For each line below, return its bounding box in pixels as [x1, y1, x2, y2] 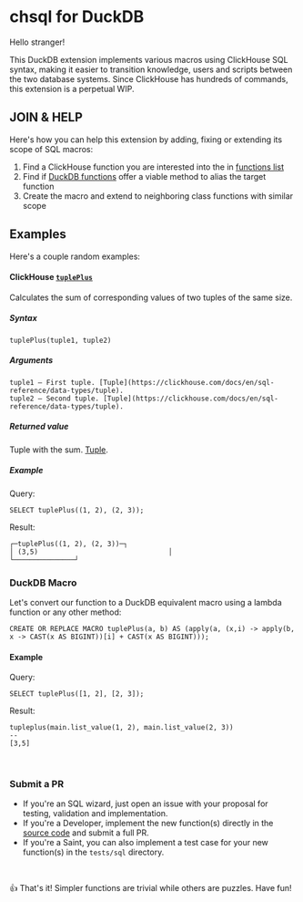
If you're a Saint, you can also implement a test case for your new [22, 837, 268, 848]
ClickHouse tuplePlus [9, 272, 93, 283]
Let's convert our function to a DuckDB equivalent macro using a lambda [9, 596, 282, 607]
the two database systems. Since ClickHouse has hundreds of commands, [9, 73, 288, 84]
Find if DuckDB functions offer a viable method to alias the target [22, 171, 267, 181]
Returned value [9, 421, 69, 432]
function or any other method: [9, 607, 122, 617]
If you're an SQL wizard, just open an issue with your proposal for [22, 798, 268, 809]
